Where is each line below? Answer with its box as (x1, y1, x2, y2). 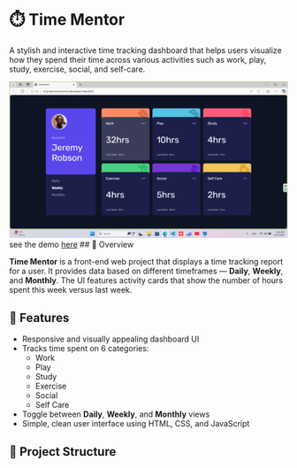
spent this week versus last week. (9, 285, 133, 295)
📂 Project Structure (9, 444, 117, 459)
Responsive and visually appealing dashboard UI (21, 334, 200, 344)
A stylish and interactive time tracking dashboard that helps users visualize (9, 44, 283, 56)
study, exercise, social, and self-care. (9, 64, 146, 74)
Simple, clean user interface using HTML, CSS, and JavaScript (21, 418, 250, 429)
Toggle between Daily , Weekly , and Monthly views (21, 409, 210, 419)
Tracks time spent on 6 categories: (21, 343, 149, 354)
